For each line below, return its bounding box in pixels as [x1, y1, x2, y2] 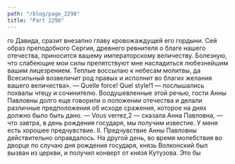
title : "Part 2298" [7, 17, 65, 24]
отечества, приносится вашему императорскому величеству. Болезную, [7, 51, 227, 60]
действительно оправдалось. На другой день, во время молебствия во [7, 133, 223, 141]
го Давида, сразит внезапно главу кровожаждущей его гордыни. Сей [7, 36, 217, 44]
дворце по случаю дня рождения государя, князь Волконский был [7, 141, 208, 149]
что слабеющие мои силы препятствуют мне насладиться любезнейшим [7, 58, 229, 67]
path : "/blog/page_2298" [7, 10, 80, 18]
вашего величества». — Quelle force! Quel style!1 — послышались [7, 81, 205, 89]
